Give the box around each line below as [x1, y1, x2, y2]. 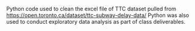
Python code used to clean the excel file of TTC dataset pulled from [6, 5, 177, 12]
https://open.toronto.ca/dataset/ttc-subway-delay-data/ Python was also [6, 12, 190, 19]
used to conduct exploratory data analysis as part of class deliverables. [6, 18, 186, 25]
